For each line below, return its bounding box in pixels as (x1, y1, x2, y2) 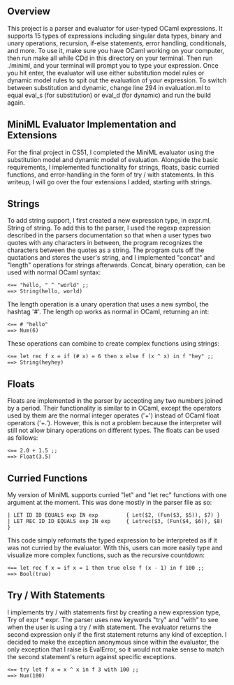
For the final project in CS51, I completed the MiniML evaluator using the (7, 148, 214, 156)
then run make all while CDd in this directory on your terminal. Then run (7, 54, 213, 62)
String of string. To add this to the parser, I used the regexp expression (7, 223, 211, 233)
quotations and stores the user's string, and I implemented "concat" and (7, 253, 215, 262)
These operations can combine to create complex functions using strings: (7, 339, 220, 348)
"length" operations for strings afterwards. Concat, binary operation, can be (7, 261, 226, 270)
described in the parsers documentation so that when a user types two (7, 231, 212, 240)
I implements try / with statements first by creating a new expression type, (7, 607, 221, 617)
